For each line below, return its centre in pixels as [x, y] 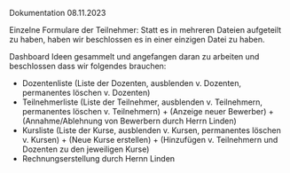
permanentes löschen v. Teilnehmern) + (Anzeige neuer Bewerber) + [148, 111]
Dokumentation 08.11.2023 [58, 13]
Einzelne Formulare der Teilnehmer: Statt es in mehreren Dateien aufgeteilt [145, 30]
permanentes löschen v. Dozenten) [86, 93]
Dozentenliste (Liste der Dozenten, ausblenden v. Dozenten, [132, 83]
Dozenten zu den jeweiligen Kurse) [86, 149]
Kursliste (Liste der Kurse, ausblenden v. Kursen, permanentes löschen [151, 130]
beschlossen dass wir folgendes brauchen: [88, 66]
